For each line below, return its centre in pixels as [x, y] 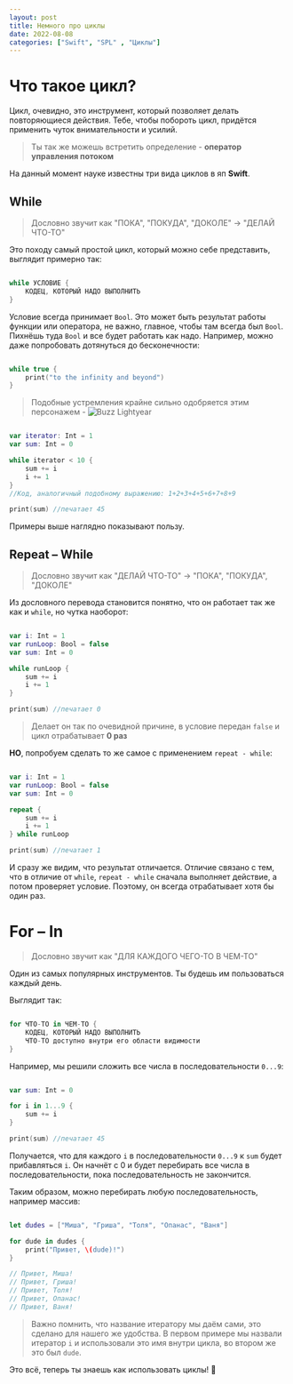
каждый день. [36, 983]
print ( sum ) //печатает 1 [55, 851]
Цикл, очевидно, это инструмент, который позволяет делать [124, 111]
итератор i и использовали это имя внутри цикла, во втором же [154, 1342]
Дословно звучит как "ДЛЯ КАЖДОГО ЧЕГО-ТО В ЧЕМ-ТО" [144, 956]
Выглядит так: [36, 1000]
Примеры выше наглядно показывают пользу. [97, 526]
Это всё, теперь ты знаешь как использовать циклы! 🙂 [113, 1369]
